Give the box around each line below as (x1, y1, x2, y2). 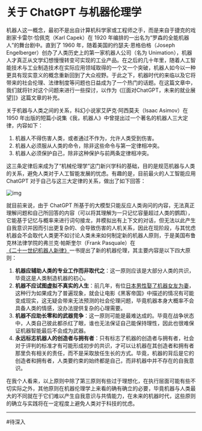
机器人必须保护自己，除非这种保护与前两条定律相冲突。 (14, 149, 152, 157)
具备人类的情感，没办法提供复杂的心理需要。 (14, 304, 126, 312)
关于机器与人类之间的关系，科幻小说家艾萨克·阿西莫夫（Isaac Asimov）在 (6, 106, 188, 114)
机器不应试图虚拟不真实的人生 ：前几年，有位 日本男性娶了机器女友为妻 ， (14, 282, 194, 289)
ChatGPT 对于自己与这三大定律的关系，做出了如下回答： (6, 177, 146, 184)
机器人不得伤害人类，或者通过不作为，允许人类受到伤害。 (14, 134, 158, 142)
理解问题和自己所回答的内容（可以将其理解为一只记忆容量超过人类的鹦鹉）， (6, 209, 194, 216)
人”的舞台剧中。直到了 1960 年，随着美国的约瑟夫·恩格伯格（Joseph (6, 41, 176, 49)
